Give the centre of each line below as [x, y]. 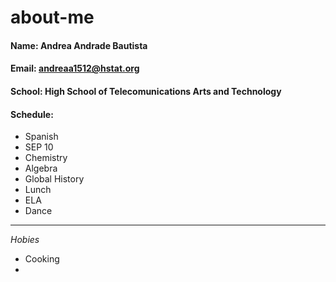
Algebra [41, 168]
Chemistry [46, 158]
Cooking [42, 259]
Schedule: [32, 114]
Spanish [41, 137]
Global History [54, 179]
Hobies [25, 240]
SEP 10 [39, 147]
